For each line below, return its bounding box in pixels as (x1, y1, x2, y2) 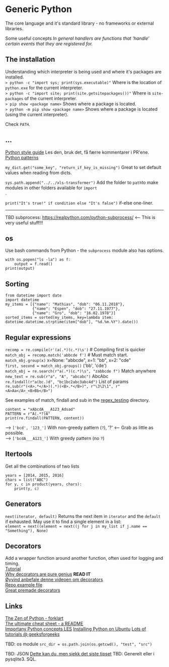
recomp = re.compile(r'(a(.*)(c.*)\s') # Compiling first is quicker (5, 346, 146, 352)
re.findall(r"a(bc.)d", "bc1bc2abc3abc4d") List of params (5, 379, 129, 385)
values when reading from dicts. (5, 170, 72, 176)
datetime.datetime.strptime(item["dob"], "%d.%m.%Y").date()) (5, 320, 138, 325)
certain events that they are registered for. (5, 40, 93, 46)
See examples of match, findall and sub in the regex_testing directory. (5, 397, 150, 403)
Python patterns (5, 155, 39, 161)
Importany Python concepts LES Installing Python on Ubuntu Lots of (5, 626, 146, 632)
